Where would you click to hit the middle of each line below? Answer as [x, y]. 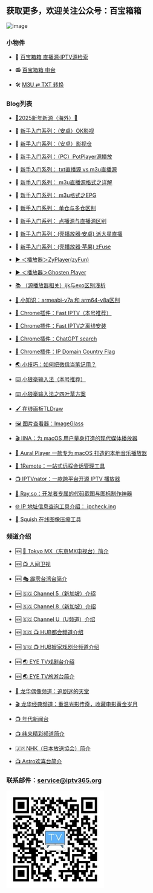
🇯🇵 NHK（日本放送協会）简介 [53, 748]
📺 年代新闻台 [32, 719]
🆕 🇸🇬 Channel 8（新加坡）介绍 [55, 606]
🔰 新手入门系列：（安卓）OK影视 [55, 131]
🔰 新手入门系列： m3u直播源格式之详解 [64, 182]
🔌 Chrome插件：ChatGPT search [56, 339]
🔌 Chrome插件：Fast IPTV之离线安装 [61, 326]
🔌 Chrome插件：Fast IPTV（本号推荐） [63, 313]
